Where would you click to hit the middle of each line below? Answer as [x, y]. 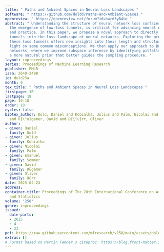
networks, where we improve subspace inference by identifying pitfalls [85, 50]
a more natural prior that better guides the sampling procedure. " [81, 55]
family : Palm [23, 151]
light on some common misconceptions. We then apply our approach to [82, 46]
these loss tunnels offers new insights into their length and [75, 42]
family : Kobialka [27, 142]
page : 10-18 [17, 101]
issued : [13, 210]
